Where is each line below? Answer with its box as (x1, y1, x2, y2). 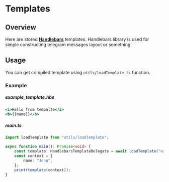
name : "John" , (23, 158, 53, 163)
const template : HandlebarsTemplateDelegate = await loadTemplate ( (14, 149, 158, 154)
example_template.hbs (5, 94, 54, 100)
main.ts (5, 122, 22, 128)
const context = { (14, 153, 53, 158)
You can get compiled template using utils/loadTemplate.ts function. (5, 69, 150, 75)
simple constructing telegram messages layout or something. (5, 42, 132, 48)
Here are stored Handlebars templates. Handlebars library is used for (5, 36, 149, 42)
